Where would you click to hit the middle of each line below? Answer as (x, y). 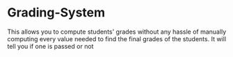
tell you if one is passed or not (50, 46)
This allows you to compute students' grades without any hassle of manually (117, 32)
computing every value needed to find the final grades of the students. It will (117, 38)
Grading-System (56, 13)
